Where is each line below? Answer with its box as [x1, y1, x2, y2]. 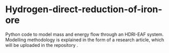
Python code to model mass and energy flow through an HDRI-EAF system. [5, 31, 164, 37]
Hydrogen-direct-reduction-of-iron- [5, 4, 162, 15]
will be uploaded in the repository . [5, 42, 78, 48]
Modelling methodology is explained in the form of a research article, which [5, 37, 164, 43]
